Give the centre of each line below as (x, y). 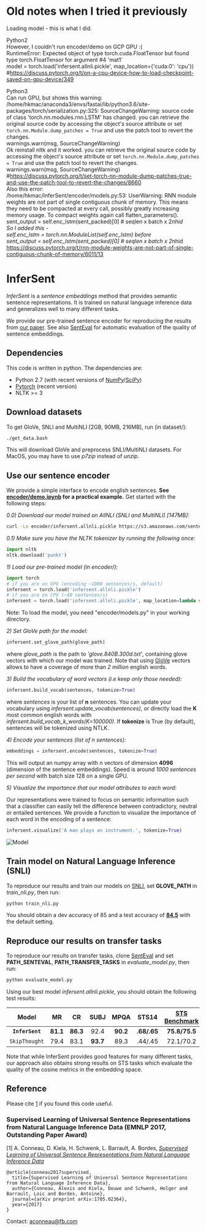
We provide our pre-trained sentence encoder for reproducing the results (99, 321)
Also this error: (25, 189)
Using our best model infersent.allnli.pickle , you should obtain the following (101, 992)
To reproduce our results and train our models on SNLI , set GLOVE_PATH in (102, 886)
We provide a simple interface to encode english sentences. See (88, 490)
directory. (18, 619)
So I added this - (28, 228)
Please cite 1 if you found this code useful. (60, 1103)
